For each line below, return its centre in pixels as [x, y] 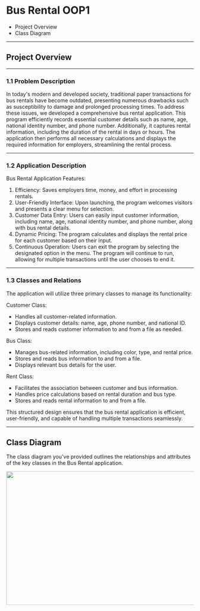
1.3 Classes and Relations [44, 281]
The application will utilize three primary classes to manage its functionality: [99, 293]
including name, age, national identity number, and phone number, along [104, 222]
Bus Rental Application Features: [46, 178]
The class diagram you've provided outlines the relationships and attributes [99, 457]
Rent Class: [20, 376]
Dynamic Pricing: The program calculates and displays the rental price [101, 234]
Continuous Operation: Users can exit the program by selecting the [97, 247]
